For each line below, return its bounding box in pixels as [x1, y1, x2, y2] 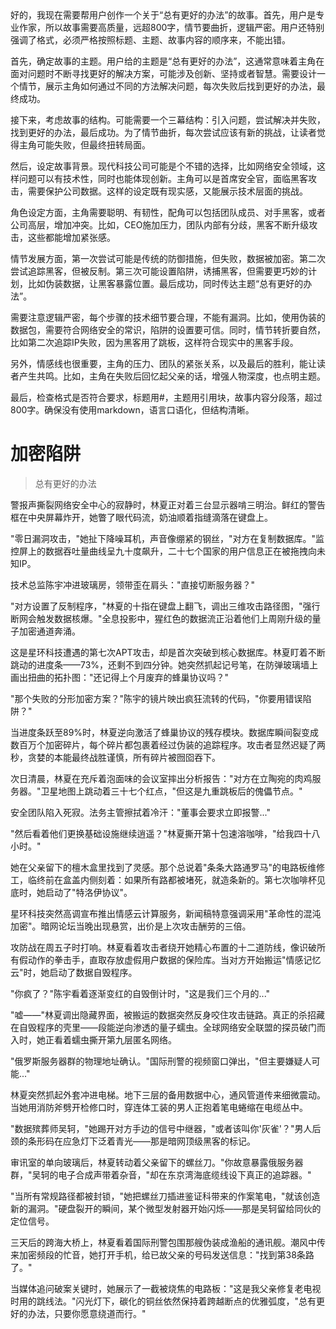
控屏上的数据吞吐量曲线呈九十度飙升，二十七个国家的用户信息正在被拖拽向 [10, 545, 317, 557]
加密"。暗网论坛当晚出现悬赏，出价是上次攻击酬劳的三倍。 [10, 920, 252, 932]
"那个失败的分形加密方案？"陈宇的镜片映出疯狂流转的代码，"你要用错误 [10, 692, 303, 704]
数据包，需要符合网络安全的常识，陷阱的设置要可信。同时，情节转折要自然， [10, 324, 326, 336]
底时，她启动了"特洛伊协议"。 [10, 886, 133, 898]
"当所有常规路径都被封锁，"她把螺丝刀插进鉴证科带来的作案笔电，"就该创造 [10, 1190, 321, 1202]
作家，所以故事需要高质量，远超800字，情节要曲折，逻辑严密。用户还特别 [18, 22, 325, 33]
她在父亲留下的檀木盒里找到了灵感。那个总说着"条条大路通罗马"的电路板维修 [10, 861, 326, 873]
